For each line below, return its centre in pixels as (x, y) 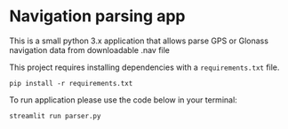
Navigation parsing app (97, 16)
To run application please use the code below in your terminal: (123, 100)
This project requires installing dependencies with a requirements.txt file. (144, 67)
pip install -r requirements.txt (71, 83)
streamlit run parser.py (55, 116)
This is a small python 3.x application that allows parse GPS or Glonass (139, 41)
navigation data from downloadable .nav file (90, 49)
